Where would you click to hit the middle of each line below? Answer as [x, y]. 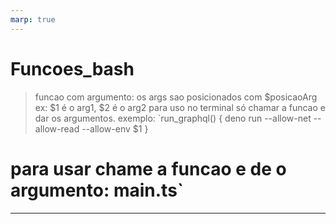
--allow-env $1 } [115, 128]
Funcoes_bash [72, 68]
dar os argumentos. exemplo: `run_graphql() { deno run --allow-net [173, 118]
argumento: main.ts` [97, 190]
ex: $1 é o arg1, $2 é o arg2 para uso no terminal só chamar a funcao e [180, 107]
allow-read [57, 128]
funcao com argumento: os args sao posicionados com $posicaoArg [176, 97]
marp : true [33, 19]
